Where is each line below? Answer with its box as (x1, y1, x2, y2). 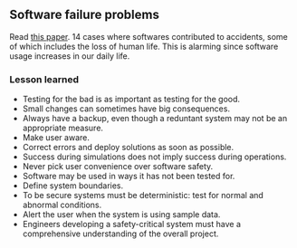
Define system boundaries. (22, 180, 124, 191)
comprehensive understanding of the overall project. (22, 228, 219, 239)
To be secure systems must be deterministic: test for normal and (22, 190, 264, 201)
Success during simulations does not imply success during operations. (22, 151, 287, 162)
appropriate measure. (22, 122, 104, 134)
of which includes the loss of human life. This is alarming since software (9, 41, 279, 52)
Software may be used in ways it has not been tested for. (22, 171, 235, 182)
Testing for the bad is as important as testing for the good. (22, 94, 241, 105)
